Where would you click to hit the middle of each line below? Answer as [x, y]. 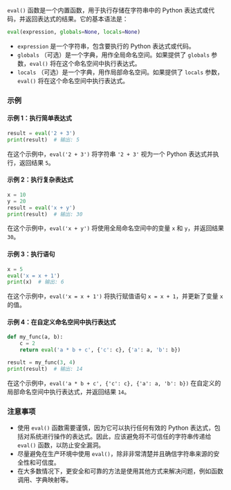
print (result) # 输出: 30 [45, 214]
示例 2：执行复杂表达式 [40, 180]
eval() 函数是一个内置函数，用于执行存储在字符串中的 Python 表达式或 [108, 10]
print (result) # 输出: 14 [45, 369]
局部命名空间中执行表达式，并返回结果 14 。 [69, 392]
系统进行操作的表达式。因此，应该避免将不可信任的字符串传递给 [120, 437]
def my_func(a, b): [35, 337]
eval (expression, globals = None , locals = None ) [74, 32]
